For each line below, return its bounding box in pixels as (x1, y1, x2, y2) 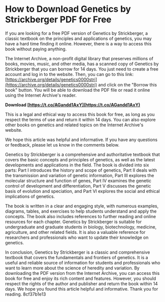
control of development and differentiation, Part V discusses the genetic (5, 183, 151, 189)
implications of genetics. (5, 193, 55, 199)
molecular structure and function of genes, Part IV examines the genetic (5, 178, 152, 184)
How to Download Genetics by (5, 3, 132, 15)
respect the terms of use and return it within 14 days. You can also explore (5, 116, 156, 122)
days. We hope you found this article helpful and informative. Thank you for (5, 286, 159, 292)
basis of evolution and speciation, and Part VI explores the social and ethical (5, 188, 160, 194)
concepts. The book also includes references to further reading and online (5, 213, 156, 219)
